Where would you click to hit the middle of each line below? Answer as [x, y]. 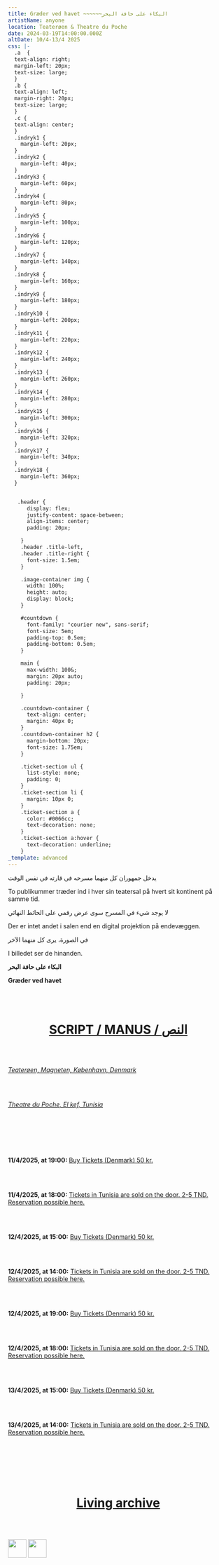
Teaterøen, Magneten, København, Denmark [72, 1070]
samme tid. [24, 899]
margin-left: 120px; [50, 242]
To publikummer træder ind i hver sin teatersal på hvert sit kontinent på [110, 891]
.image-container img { [55, 579]
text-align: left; [41, 92]
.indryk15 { [32, 412]
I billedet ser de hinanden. [45, 953]
